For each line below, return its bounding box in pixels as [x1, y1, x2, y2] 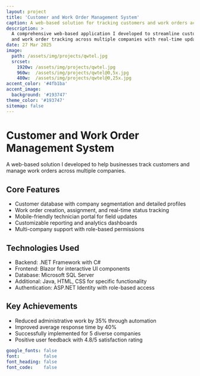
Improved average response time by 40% [14, 323, 117, 331]
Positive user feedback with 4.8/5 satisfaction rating [14, 336, 143, 343]
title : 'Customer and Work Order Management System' [6, 14, 140, 20]
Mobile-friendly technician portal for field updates [14, 213, 137, 220]
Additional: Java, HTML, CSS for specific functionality [14, 278, 147, 285]
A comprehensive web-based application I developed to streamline [11, 31, 180, 37]
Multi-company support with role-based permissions [14, 226, 145, 233]
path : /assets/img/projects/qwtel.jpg [11, 53, 108, 59]
